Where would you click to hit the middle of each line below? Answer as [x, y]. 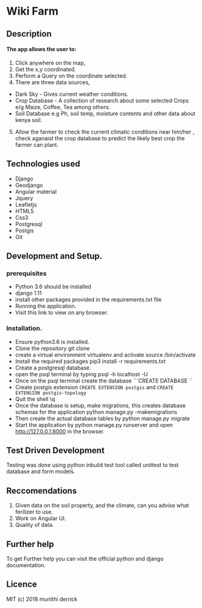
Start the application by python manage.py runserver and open [94, 424]
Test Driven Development [55, 450]
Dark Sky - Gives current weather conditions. [72, 94]
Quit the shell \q [35, 399]
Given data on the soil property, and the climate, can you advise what [102, 506]
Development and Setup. [54, 256]
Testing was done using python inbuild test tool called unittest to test [92, 465]
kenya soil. [29, 120]
